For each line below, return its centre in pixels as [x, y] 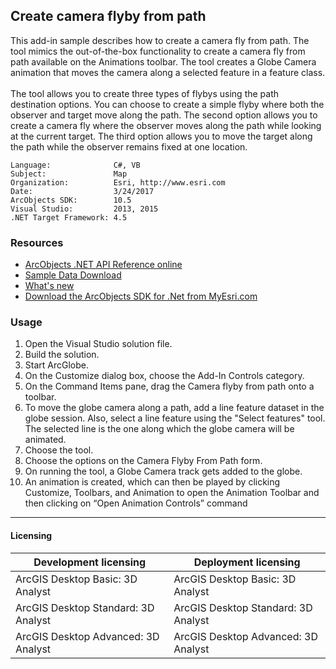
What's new [49, 286]
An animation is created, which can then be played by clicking [152, 482]
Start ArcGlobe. [56, 365]
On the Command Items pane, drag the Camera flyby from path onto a [169, 386]
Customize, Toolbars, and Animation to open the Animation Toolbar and [172, 493]
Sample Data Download [73, 275]
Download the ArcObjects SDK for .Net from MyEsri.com [141, 296]
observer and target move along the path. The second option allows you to [164, 115]
